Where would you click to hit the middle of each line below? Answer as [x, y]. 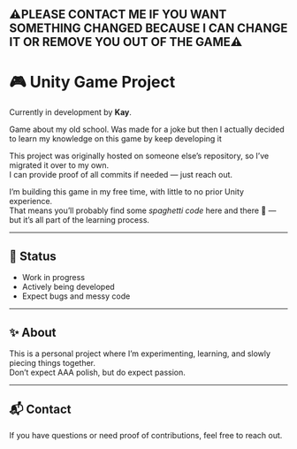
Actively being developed [68, 287]
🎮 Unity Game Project [92, 82]
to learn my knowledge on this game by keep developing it [116, 139]
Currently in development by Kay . [71, 112]
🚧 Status [33, 256]
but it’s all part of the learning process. [80, 220]
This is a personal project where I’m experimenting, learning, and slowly [140, 354]
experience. [31, 202]
